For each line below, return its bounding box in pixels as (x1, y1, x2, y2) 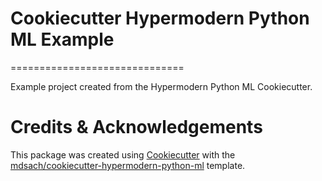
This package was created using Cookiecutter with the (10, 148, 236, 161)
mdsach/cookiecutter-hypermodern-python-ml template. (10, 159, 246, 171)
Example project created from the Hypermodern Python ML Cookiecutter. (10, 80, 313, 92)
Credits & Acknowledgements (10, 116, 263, 139)
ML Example (10, 28, 115, 51)
